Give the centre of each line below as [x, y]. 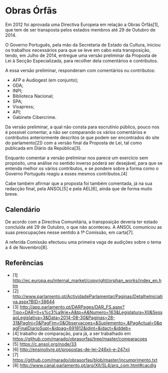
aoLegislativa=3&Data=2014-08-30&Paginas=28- [64, 318]
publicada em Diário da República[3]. [43, 148]
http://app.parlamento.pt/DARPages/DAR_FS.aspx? [72, 307]
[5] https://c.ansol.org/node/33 [44, 344]
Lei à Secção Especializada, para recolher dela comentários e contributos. [82, 60]
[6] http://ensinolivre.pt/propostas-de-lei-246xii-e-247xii [71, 349]
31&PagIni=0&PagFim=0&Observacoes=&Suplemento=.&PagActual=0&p [87, 323]
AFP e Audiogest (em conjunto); [45, 80]
